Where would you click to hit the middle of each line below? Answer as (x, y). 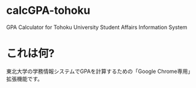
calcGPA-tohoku (48, 11)
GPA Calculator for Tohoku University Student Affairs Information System (97, 27)
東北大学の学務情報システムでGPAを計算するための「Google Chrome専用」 (100, 71)
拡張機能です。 (25, 78)
